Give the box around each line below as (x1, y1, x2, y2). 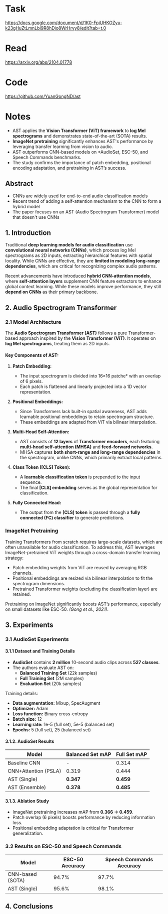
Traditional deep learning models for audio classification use (5, 242, 133, 248)
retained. (12, 591, 31, 597)
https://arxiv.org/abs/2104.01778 (5, 59, 72, 65)
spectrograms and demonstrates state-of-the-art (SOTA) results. (12, 133, 147, 139)
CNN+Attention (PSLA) (7, 767, 61, 774)
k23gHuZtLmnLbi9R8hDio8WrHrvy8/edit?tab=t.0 (5, 25, 106, 31)
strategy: (5, 555, 24, 561)
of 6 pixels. (19, 378, 43, 384)
